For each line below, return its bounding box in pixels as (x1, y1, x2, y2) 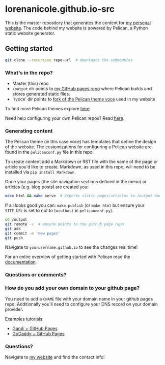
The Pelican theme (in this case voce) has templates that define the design (5, 139, 156, 145)
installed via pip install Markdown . (5, 169, 76, 175)
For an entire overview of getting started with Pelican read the (5, 254, 131, 260)
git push (5, 235, 23, 240)
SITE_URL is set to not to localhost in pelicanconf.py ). (5, 208, 114, 214)
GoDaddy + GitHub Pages (12, 331, 65, 336)
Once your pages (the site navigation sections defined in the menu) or (5, 179, 147, 185)
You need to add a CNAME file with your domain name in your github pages (5, 296, 153, 301)
